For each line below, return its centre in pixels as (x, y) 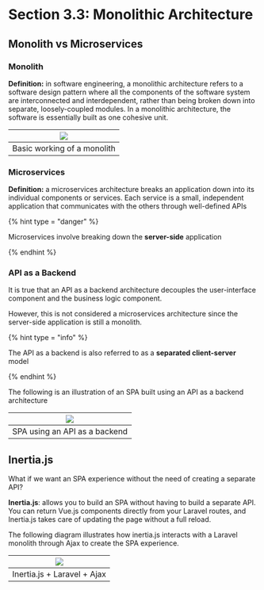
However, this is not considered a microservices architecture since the (123, 314)
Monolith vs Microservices (76, 44)
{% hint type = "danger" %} (54, 222)
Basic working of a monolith (64, 148)
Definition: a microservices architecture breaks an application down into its (132, 190)
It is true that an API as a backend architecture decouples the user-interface (132, 290)
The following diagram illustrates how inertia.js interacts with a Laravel (123, 535)
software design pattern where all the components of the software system (129, 92)
